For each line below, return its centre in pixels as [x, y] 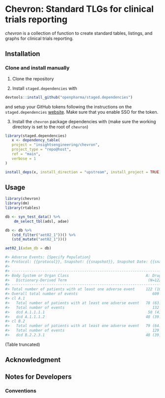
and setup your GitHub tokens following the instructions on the [69, 106]
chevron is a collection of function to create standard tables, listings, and [79, 33]
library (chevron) [23, 199]
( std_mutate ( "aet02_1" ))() [39, 239]
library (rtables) [23, 208]
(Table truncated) [23, 344]
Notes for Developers [39, 377]
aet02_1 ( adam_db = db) [28, 248]
